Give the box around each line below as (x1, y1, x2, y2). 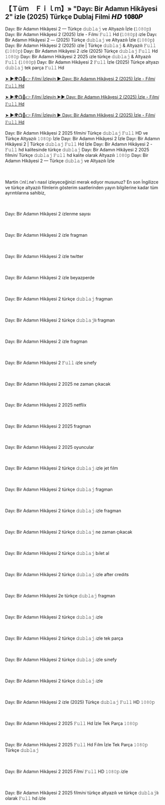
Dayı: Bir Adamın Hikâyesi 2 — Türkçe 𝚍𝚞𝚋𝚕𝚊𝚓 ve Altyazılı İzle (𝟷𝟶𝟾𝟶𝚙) (5, 26, 151, 32)
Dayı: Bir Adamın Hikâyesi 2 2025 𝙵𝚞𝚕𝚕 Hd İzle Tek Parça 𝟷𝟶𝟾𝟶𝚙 (5, 720, 138, 726)
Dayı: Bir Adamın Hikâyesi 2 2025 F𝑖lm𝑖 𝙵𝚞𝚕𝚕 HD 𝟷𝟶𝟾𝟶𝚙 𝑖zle (5, 768, 128, 774)
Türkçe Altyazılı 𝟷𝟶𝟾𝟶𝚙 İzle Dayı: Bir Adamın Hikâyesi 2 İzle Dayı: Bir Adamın (5, 135, 160, 142)
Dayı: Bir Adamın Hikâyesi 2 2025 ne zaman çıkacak (5, 381, 111, 387)
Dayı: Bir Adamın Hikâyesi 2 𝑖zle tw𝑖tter (5, 253, 84, 259)
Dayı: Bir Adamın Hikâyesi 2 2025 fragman (5, 423, 91, 429)
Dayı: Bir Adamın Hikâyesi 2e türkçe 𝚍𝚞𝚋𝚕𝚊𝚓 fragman (5, 592, 116, 598)
